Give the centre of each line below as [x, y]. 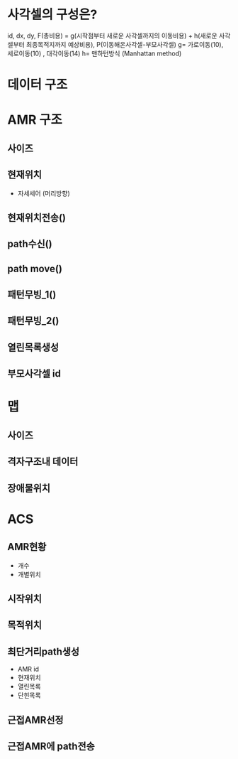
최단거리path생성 [44, 651]
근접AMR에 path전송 [51, 746]
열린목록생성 [33, 347]
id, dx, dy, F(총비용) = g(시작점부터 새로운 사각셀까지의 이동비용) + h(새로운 [112, 36]
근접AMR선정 [35, 720]
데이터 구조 [38, 85]
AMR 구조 [35, 120]
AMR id [28, 669]
